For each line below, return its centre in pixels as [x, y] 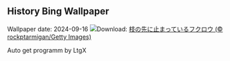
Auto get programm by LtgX [47, 50]
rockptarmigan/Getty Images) [50, 37]
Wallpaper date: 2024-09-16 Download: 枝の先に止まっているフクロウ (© [115, 29]
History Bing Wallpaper [58, 11]
